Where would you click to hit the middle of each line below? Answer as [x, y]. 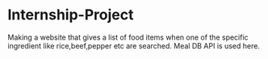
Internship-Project [71, 15]
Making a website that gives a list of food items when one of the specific [128, 37]
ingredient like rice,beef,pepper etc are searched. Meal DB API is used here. [134, 45]
